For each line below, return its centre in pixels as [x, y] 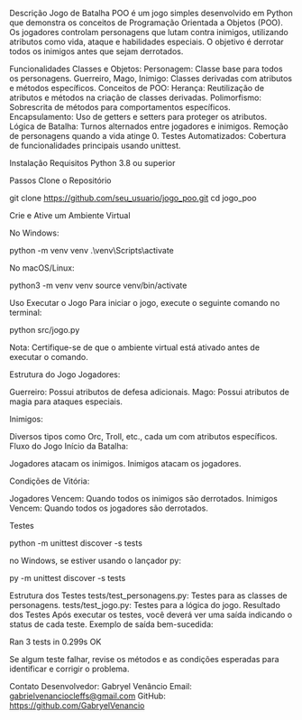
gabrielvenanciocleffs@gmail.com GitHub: [88, 696]
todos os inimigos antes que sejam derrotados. [96, 51]
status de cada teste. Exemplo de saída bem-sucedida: [111, 624]
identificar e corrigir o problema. [69, 669]
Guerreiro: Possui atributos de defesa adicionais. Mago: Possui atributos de [150, 392]
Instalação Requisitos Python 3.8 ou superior [92, 163]
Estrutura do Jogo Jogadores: [65, 374]
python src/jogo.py [45, 330]
